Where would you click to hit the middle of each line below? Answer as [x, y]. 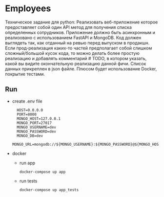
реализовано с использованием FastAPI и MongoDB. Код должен [73, 38]
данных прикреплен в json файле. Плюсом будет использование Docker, [81, 68]
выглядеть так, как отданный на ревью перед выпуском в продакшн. [77, 43]
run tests [28, 181]
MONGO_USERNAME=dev [36, 127]
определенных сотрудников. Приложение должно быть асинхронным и [80, 32]
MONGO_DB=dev [30, 136]
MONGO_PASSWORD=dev [36, 131]
